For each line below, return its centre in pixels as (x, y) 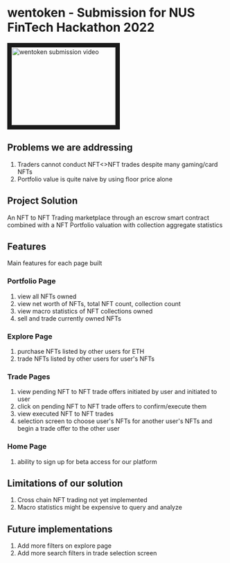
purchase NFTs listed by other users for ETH (81, 351)
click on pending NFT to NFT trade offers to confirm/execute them (112, 406)
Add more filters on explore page (64, 546)
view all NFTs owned (47, 296)
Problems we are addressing (70, 148)
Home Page (27, 447)
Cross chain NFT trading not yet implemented (82, 500)
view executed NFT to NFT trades (65, 414)
